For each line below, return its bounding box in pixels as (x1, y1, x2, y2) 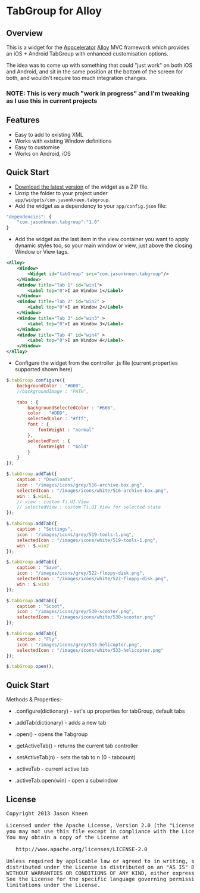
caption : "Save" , (17, 565, 62, 571)
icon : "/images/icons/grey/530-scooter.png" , (17, 609, 135, 615)
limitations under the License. (6, 882, 101, 888)
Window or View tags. (14, 248, 69, 255)
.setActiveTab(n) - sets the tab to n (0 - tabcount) (14, 754, 136, 761)
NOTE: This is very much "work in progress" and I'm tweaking (6, 89, 189, 97)
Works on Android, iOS (14, 150, 71, 157)
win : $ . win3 (17, 581, 49, 587)
